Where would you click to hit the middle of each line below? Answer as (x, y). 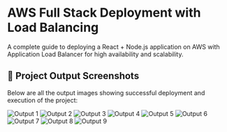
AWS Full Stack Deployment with (104, 13)
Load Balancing (53, 27)
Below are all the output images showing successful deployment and (106, 92)
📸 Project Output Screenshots (73, 76)
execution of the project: (43, 100)
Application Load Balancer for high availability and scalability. (95, 54)
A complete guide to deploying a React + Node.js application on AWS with (113, 47)
